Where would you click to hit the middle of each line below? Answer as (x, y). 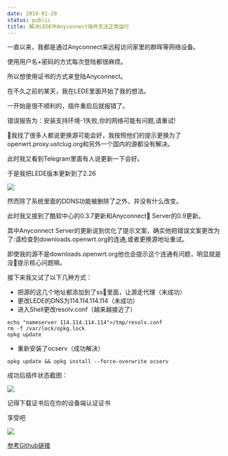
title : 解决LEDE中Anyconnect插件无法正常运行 (68, 26)
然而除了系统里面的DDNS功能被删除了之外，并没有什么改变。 (95, 201)
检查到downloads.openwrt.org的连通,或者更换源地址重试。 (105, 239)
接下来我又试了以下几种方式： (50, 277)
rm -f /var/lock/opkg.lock (46, 329)
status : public (29, 20)
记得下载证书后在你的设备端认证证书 (59, 403)
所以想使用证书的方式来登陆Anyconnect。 (67, 76)
